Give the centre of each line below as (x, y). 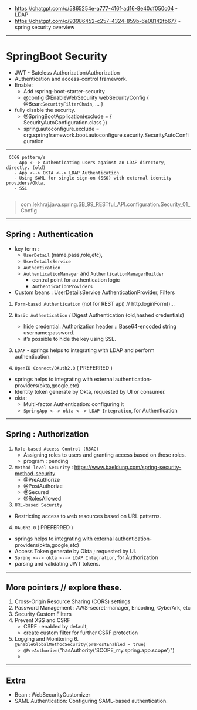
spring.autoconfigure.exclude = (61, 129)
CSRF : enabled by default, (56, 627)
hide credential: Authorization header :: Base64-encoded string (100, 326)
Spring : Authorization (47, 435)
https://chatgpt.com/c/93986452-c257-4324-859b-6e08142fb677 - (98, 21)
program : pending (46, 461)
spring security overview (45, 27)
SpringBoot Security (57, 57)
